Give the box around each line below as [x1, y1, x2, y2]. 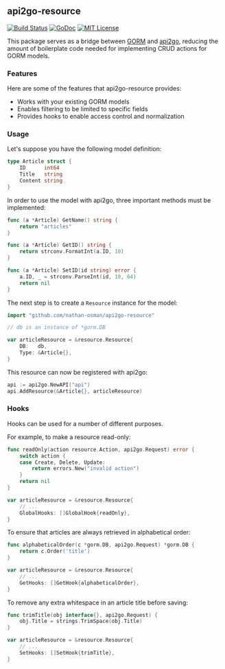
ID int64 [19, 165, 60, 172]
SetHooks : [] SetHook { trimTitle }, [19, 649, 115, 656]
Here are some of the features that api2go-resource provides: [7, 84, 182, 93]
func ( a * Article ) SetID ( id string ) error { [7, 267, 137, 274]
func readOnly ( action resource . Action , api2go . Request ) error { [7, 446, 195, 453]
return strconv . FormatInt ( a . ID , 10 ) [19, 248, 125, 255]
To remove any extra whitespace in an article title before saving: [7, 598, 189, 607]
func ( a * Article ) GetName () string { [7, 216, 118, 224]
